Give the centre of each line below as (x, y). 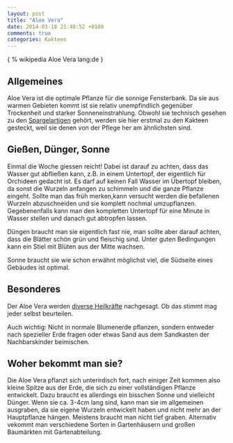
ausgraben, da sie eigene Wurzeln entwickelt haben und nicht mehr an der (114, 410)
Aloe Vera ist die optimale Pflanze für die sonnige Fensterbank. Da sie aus (113, 98)
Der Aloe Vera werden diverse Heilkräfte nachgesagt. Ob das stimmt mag (112, 306)
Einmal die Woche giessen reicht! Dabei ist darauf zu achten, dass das (108, 166)
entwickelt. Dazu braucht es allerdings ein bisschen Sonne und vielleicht (111, 395)
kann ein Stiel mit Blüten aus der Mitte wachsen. (76, 246)
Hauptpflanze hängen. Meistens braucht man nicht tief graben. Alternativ (112, 417)
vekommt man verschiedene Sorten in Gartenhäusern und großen (102, 425)
